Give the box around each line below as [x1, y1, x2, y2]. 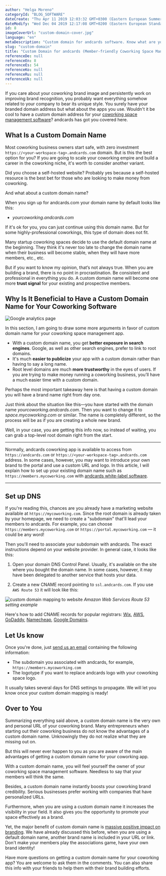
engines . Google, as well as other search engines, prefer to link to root [12, 345, 157, 351]
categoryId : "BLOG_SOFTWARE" [5, 12, 65, 17]
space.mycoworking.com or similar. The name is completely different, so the [5, 412, 161, 418]
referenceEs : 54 [5, 63, 39, 68]
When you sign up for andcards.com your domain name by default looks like [5, 199, 161, 205]
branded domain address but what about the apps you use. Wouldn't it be [5, 106, 155, 112]
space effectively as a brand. [5, 814, 64, 820]
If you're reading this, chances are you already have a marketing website [5, 505, 153, 511]
